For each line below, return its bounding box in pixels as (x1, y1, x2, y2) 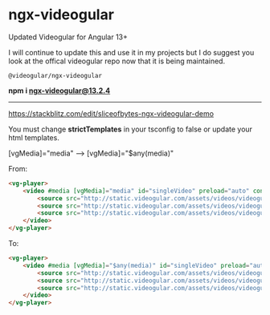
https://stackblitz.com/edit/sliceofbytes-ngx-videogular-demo (8, 108, 215, 118)
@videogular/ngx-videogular (8, 71, 103, 79)
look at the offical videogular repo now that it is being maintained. (8, 56, 226, 66)
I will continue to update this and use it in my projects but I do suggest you (8, 47, 255, 57)
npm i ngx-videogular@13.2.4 (8, 86, 111, 95)
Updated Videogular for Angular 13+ (8, 32, 129, 42)
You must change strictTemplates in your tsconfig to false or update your (8, 124, 253, 134)
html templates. (8, 132, 60, 142)
